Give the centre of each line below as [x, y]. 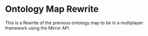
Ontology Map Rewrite [52, 9]
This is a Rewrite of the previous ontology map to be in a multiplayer [74, 23]
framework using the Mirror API [37, 28]
